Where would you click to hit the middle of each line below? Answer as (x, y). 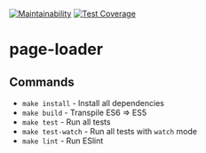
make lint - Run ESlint (63, 141)
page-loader (56, 50)
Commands (42, 82)
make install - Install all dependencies (93, 103)
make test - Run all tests (66, 122)
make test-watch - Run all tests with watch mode (110, 131)
